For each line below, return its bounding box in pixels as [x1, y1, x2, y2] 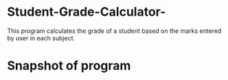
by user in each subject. [7, 34, 76, 42]
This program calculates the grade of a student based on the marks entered [7, 27, 222, 35]
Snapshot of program [7, 58, 131, 74]
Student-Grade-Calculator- [7, 4, 166, 20]
